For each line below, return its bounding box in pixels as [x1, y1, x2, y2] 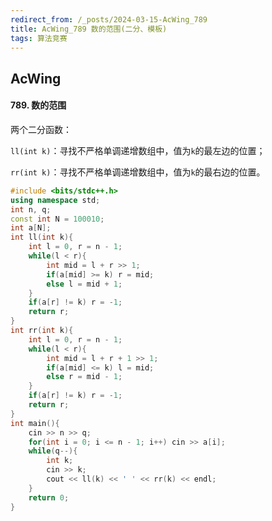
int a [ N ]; [10, 223, 52, 233]
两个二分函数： [10, 123, 72, 135]
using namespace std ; [10, 195, 101, 205]
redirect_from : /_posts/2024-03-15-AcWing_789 [10, 14, 208, 25]
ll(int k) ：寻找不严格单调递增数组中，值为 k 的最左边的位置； [10, 144, 266, 156]
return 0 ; [28, 492, 70, 503]
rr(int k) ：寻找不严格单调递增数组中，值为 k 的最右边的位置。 [10, 166, 266, 178]
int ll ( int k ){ [10, 232, 74, 243]
